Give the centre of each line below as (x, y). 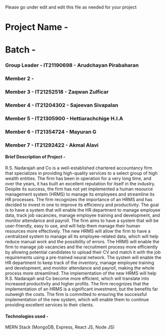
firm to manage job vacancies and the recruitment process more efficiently (82, 247)
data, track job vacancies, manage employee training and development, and (83, 216)
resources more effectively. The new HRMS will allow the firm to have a (78, 231)
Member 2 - (20, 79)
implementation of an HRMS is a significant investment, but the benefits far (82, 289)
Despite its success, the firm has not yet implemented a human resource (79, 189)
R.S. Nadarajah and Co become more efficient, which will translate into (77, 279)
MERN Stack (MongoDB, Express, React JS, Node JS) (60, 327)
